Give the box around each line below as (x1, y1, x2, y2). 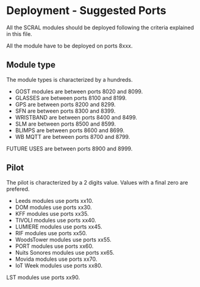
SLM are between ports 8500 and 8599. (15, 120, 116, 127)
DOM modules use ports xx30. (15, 204, 93, 211)
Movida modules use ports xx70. (15, 255, 98, 263)
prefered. (6, 185, 30, 193)
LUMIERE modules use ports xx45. (15, 223, 102, 230)
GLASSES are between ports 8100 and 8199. (15, 94, 127, 101)
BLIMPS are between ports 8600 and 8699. (15, 126, 125, 134)
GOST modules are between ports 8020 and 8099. (15, 88, 143, 95)
